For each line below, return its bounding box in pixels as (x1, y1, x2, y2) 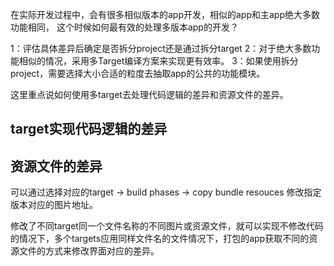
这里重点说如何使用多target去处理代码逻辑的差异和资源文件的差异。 (10, 89, 289, 100)
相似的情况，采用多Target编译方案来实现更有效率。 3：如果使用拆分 (18, 55, 299, 67)
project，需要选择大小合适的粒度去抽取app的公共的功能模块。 (10, 68, 266, 79)
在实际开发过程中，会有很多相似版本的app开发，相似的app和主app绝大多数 (10, 9, 321, 20)
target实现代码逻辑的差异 (10, 121, 168, 138)
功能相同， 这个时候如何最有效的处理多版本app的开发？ (10, 21, 239, 33)
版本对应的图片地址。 (10, 199, 98, 211)
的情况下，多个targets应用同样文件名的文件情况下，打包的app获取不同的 (10, 233, 310, 245)
